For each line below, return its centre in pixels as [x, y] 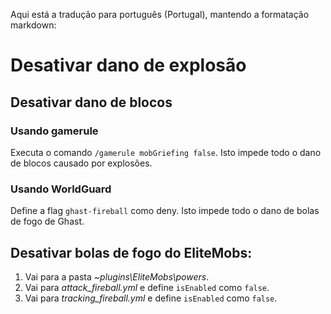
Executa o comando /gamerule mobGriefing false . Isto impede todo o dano [166, 152]
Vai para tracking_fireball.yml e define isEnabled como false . [151, 298]
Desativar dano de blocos [91, 102]
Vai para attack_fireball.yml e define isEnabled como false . [147, 287]
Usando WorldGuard [61, 189]
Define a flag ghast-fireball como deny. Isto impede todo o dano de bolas [165, 211]
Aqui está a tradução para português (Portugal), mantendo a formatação [160, 14]
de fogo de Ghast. [47, 221]
